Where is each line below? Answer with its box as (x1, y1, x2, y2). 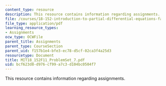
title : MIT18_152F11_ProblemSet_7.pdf (5, 57, 85, 62)
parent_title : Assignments (5, 39, 61, 44)
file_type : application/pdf (5, 21, 63, 26)
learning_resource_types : (5, 26, 58, 30)
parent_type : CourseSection (5, 44, 63, 49)
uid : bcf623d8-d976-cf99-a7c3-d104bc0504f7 (5, 62, 96, 67)
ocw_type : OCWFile (5, 35, 43, 40)
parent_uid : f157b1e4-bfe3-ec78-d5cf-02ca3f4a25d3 (5, 48, 112, 53)
